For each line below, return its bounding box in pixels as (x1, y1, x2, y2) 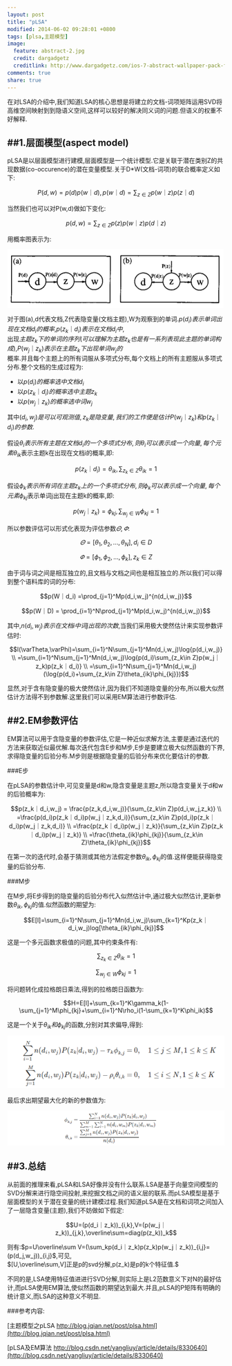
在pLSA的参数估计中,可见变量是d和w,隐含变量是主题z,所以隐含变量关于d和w (7, 781, 223, 789)
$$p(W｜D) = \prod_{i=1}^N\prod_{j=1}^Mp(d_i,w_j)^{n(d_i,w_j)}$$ (21, 607, 211, 615)
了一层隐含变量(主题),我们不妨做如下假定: (7, 1206, 124, 1214)
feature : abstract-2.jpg (13, 48, 85, 55)
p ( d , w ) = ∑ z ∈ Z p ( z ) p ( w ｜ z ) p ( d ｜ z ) (65, 219, 167, 229)
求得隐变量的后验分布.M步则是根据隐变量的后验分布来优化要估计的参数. (7, 752, 210, 760)
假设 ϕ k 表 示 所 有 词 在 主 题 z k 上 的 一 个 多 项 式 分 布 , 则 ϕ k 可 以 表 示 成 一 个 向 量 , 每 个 (7, 481, 220, 491)
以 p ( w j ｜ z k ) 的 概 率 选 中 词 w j (17, 397, 93, 407)
